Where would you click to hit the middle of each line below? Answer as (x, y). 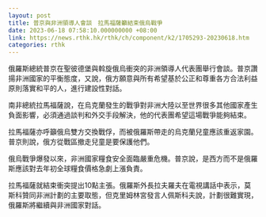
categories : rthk (37, 45)
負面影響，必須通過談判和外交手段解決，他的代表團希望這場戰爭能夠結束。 (129, 115)
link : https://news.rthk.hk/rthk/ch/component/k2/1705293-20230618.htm (129, 38)
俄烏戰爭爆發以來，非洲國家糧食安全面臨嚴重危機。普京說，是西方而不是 (126, 158)
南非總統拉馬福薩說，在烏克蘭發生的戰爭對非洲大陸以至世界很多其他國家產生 (133, 105)
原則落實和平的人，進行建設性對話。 (67, 89)
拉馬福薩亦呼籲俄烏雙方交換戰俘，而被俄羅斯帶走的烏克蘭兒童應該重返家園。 (133, 132)
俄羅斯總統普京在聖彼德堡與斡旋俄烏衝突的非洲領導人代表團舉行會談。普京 (129, 69)
